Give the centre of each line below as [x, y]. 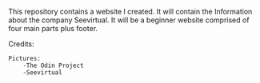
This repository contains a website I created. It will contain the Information [130, 12]
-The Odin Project [53, 65]
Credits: [21, 44]
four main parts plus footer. [53, 28]
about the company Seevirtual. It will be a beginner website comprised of [129, 20]
